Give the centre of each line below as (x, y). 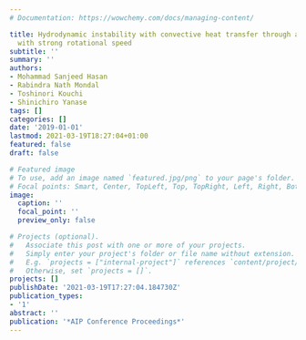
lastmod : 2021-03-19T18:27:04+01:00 (79, 136)
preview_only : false (56, 221)
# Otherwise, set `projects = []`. (81, 271)
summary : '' (32, 60)
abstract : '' (34, 313)
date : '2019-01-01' (46, 128)
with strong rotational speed (75, 43)
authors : (26, 68)
